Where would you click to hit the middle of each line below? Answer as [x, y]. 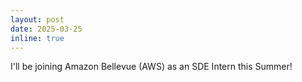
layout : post [37, 19]
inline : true [37, 38]
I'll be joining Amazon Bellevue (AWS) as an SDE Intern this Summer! [151, 67]
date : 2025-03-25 [46, 29]
